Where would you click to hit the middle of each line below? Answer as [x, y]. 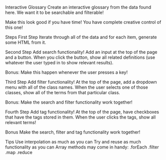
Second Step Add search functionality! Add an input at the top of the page [81, 52]
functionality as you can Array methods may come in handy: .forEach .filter [82, 147]
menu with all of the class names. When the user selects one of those [77, 87]
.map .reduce [19, 152]
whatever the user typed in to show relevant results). [59, 63]
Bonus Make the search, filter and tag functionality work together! [73, 132]
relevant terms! [21, 122]
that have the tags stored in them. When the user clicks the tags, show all [81, 117]
